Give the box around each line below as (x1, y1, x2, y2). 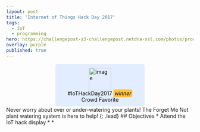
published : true (6, 48, 46, 54)
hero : (6, 36, 20, 42)
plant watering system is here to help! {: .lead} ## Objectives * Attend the (6, 112, 186, 120)
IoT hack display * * (6, 118, 55, 125)
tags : (6, 20, 20, 26)
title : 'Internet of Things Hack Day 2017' (6, 14, 116, 20)
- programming (11, 31, 46, 37)
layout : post (6, 8, 39, 15)
